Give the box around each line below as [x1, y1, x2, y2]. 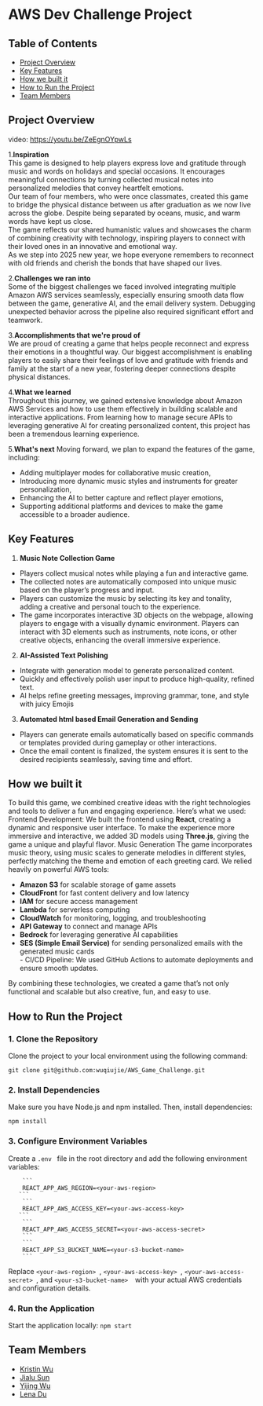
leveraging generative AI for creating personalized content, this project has [8, 420, 250, 430]
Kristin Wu [19, 1364, 53, 1374]
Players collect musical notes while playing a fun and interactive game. [19, 568, 249, 578]
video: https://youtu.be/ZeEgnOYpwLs [8, 134, 132, 144]
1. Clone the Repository [8, 1033, 98, 1044]
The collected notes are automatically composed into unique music [19, 577, 237, 586]
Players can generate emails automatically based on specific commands [19, 729, 254, 739]
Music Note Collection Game [19, 553, 115, 562]
